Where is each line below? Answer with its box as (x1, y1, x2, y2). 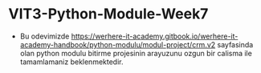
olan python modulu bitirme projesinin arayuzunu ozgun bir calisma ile (19, 48, 253, 58)
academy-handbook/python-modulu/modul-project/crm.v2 (19, 39, 216, 49)
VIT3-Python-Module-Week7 (8, 5, 209, 23)
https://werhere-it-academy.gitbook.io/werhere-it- (71, 31, 239, 41)
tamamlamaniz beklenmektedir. (19, 57, 124, 67)
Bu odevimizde (19, 31, 70, 41)
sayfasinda (217, 39, 254, 49)
